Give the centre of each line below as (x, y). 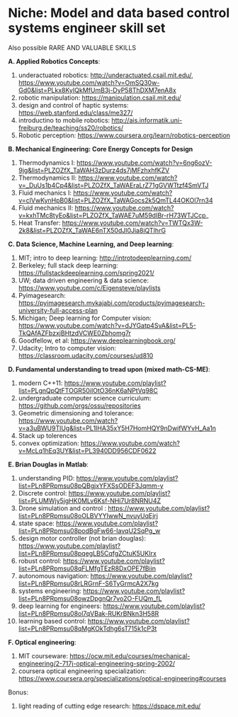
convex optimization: (49, 443)
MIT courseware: (43, 655)
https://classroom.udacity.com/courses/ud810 (86, 355)
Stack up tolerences (47, 435)
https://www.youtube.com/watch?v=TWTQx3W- (132, 223)
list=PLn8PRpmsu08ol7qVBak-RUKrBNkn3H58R (89, 613)
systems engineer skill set (87, 28)
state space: (36, 523)
